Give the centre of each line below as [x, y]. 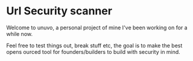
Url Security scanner [59, 11]
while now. [20, 33]
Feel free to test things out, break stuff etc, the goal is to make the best [94, 45]
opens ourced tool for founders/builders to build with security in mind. [93, 51]
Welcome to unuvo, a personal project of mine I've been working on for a [97, 28]
